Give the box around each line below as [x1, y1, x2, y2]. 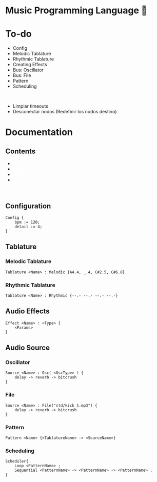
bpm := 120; [14, 219, 40, 225]
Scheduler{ [5, 459, 29, 464]
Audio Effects [5, 307, 50, 316]
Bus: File [12, 72, 31, 78]
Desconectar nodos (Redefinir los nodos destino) [12, 109, 117, 115]
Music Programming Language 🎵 [5, 5, 147, 16]
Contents [5, 147, 36, 155]
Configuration [5, 202, 51, 210]
